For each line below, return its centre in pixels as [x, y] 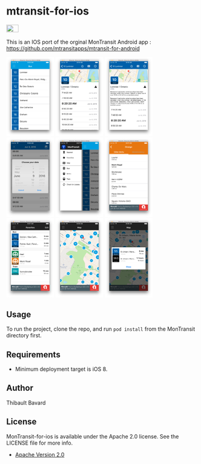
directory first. [24, 336]
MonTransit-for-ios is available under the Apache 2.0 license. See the [93, 436]
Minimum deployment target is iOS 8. [61, 369]
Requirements [33, 355]
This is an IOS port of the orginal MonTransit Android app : [79, 42]
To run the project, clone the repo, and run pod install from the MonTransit [101, 329]
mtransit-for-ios [48, 11]
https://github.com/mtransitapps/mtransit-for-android [73, 48]
